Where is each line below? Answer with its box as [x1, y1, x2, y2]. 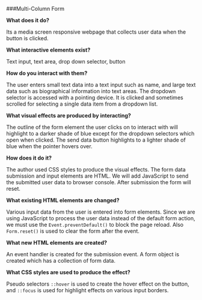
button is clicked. [6, 35, 49, 41]
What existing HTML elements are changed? [6, 197, 120, 203]
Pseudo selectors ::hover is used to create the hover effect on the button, [6, 280, 189, 287]
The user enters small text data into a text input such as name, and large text [6, 81, 196, 88]
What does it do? [6, 17, 50, 23]
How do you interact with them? [6, 70, 88, 77]
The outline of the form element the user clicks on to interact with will [6, 124, 179, 131]
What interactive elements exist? [6, 46, 91, 53]
